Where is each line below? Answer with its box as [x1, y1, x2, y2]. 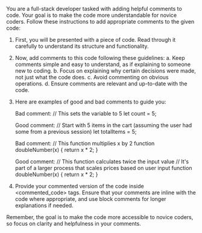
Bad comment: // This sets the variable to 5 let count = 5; [14, 110, 157, 117]
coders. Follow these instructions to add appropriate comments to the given [6, 18, 195, 25]
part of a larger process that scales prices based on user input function [14, 165, 192, 171]
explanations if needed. [14, 202, 74, 209]
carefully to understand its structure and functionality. [14, 42, 149, 50]
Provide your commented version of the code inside [14, 183, 144, 189]
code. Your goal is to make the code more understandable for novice [6, 11, 177, 19]
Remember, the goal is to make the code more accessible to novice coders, [6, 214, 194, 220]
